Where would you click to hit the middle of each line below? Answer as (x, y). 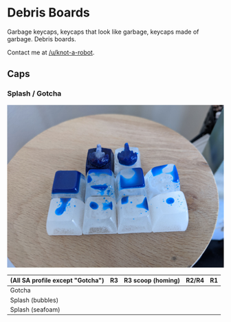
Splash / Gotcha (34, 94)
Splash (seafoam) (35, 309)
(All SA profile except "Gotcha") (57, 281)
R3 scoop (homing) (152, 281)
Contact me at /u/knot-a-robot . (51, 52)
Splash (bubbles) (34, 300)
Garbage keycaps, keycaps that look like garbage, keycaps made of (103, 32)
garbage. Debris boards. (42, 39)
